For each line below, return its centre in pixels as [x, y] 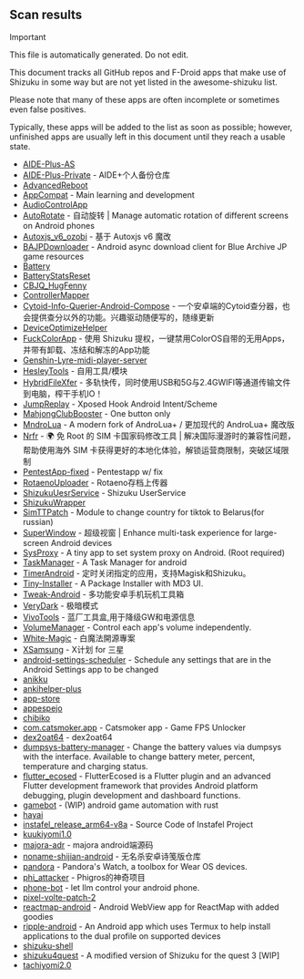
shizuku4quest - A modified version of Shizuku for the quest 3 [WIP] [151, 955]
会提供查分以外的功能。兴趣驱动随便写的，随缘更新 [118, 317]
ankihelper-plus [52, 688]
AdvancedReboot [55, 185]
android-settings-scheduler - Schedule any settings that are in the [147, 659]
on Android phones [59, 225]
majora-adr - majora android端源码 [88, 845]
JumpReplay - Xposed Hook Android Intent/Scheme [120, 404]
